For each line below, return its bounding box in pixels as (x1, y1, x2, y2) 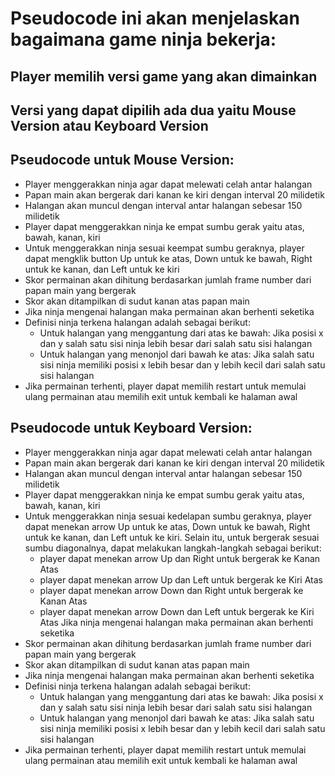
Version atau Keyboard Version (10, 117, 209, 134)
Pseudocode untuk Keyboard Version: (10, 420, 253, 437)
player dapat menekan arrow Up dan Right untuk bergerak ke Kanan (39, 552, 321, 564)
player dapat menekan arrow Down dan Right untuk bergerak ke (39, 584, 304, 596)
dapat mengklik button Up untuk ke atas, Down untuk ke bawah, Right (24, 252, 313, 264)
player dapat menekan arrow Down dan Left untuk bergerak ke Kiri (39, 605, 315, 617)
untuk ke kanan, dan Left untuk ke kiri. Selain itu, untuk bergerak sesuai (24, 531, 320, 543)
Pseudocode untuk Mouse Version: (10, 152, 235, 169)
